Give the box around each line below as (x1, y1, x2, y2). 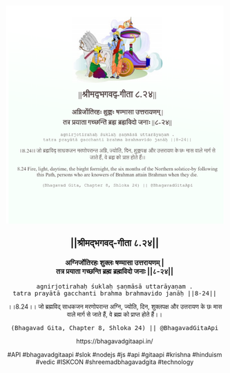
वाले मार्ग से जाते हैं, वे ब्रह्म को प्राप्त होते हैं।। (66, 310, 163, 318)
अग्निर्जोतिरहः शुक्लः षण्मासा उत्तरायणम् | (65, 258, 164, 268)
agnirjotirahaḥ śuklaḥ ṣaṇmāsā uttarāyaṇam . (36, 282, 193, 290)
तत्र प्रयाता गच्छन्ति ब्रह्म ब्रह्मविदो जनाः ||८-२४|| (56, 266, 173, 276)
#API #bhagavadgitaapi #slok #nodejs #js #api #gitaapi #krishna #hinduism (7, 350, 222, 358)
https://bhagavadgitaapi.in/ (76, 337, 153, 345)
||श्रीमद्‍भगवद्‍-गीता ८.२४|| (70, 237, 160, 249)
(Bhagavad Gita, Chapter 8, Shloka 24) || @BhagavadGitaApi (10, 324, 219, 331)
